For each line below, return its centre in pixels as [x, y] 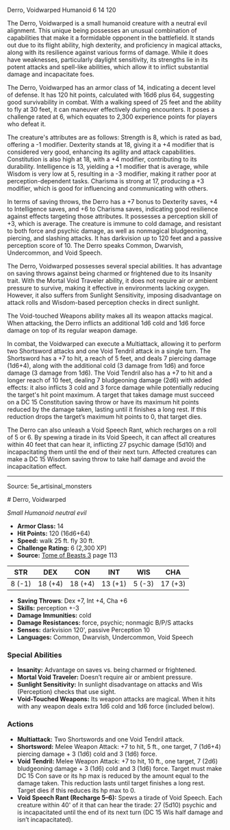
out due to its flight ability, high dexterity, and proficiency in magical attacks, [115, 45]
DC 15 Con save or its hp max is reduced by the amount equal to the [113, 776]
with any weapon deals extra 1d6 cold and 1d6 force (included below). [116, 706]
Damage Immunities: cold [54, 615]
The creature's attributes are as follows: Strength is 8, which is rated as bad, [115, 137]
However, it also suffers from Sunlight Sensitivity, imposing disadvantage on [114, 295]
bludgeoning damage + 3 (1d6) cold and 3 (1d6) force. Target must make [119, 768]
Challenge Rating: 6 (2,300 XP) [62, 548]
